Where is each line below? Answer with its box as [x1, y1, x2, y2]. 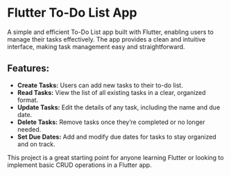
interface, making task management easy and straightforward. [7, 42, 185, 51]
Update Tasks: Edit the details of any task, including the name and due [17, 103, 221, 112]
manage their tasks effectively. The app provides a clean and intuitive [7, 35, 206, 43]
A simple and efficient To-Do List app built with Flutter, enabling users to [7, 28, 214, 36]
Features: [7, 62, 50, 74]
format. [17, 96, 39, 104]
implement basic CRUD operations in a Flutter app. [7, 161, 152, 169]
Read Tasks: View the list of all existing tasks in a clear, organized [17, 88, 206, 96]
